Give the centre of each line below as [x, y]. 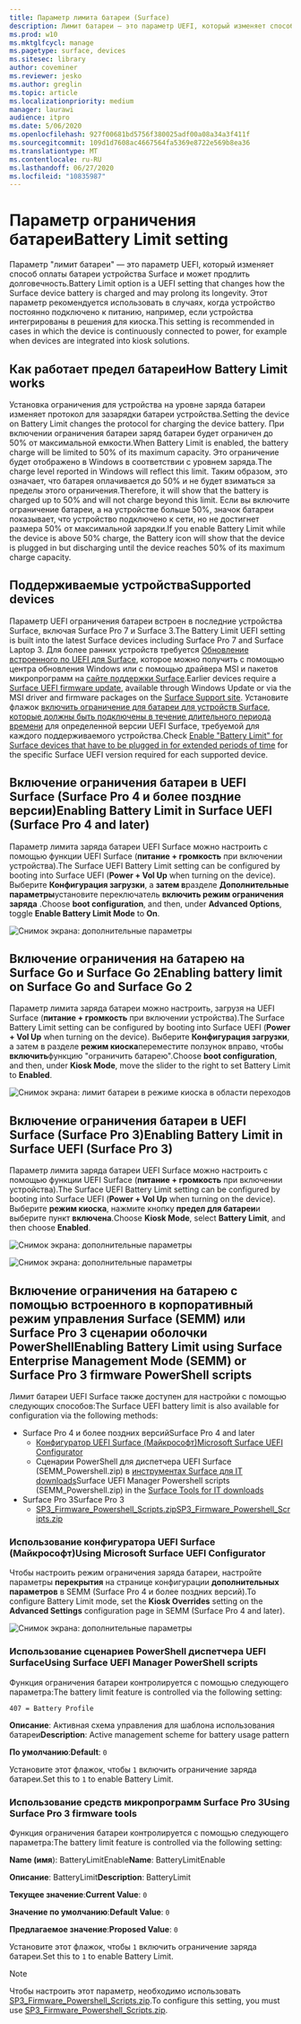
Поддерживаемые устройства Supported [130, 586]
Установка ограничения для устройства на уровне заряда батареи [138, 404]
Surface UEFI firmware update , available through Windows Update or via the [150, 688]
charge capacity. [40, 557]
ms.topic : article [43, 92]
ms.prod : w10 [34, 34]
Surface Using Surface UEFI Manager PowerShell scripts [133, 1663]
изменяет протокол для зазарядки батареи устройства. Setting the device [149, 414]
